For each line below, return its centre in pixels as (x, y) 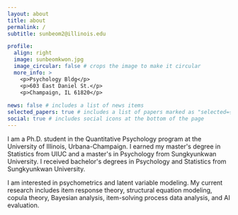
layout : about (28, 14)
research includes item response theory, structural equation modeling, (110, 190)
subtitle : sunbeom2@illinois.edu (57, 34)
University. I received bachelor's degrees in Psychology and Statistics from (117, 161)
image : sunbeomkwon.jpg (49, 60)
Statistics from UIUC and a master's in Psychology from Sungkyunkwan (112, 153)
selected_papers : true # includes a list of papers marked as (101, 112)
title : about (27, 21)
